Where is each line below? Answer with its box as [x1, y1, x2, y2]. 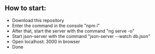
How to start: [5, 4, 46, 12]
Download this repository [12, 17, 64, 23]
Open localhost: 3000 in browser [12, 38, 80, 44]
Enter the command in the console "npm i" [12, 22, 100, 28]
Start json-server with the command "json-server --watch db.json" [12, 33, 150, 39]
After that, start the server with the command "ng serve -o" [12, 27, 135, 34]
